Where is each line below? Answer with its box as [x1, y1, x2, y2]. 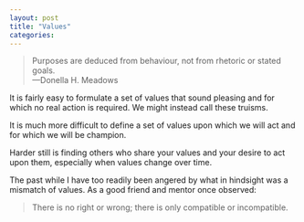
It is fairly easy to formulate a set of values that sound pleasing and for [9, 92, 276, 103]
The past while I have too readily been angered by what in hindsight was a [9, 174, 289, 185]
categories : [9, 30, 55, 39]
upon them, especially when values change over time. [9, 157, 213, 168]
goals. [31, 65, 56, 76]
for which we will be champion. [9, 130, 127, 141]
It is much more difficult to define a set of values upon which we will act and [9, 120, 296, 131]
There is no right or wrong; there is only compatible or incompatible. [31, 202, 289, 213]
